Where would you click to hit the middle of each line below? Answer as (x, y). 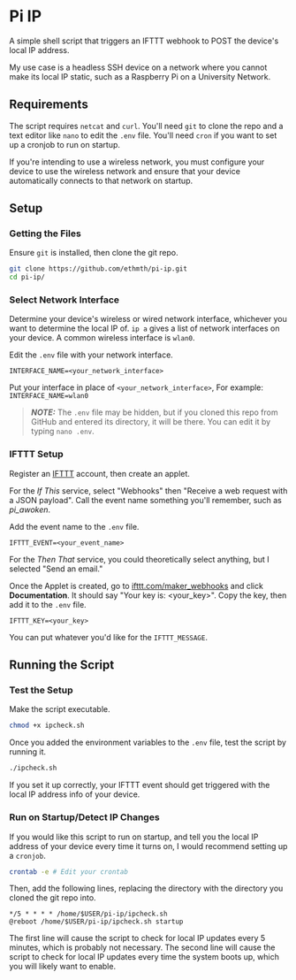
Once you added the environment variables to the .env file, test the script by (148, 743)
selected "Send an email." (56, 569)
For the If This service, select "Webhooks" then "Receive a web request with (148, 490)
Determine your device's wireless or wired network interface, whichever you (148, 319)
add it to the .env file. (48, 604)
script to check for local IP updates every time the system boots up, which (144, 957)
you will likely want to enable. (63, 967)
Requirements (49, 105)
